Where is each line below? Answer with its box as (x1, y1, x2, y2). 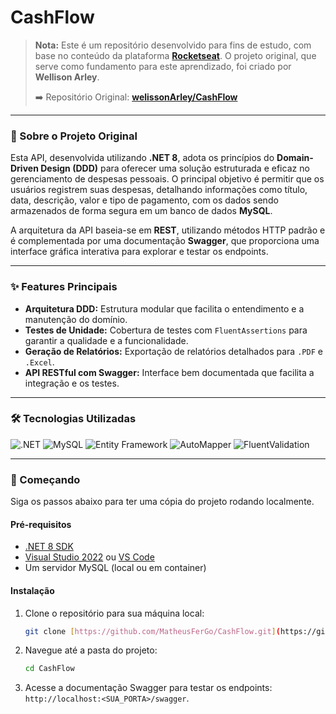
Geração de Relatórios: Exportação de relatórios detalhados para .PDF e (24, 345, 323, 357)
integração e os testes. (24, 377, 120, 389)
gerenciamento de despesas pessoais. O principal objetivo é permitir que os (10, 173, 325, 185)
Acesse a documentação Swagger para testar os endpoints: (24, 682, 273, 694)
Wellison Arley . (34, 71, 100, 83)
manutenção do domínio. (24, 313, 128, 325)
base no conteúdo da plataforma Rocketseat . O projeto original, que (34, 49, 317, 61)
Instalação (10, 584, 55, 596)
